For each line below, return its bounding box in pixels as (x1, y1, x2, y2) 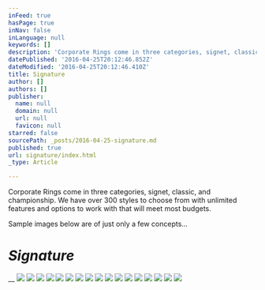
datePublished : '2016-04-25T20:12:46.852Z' (8, 56, 154, 64)
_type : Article (8, 159, 58, 167)
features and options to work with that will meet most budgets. (8, 204, 211, 213)
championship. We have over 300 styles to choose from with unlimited (8, 195, 237, 205)
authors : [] (8, 85, 47, 93)
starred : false (8, 129, 58, 137)
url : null (15, 115, 47, 122)
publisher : (8, 92, 44, 100)
